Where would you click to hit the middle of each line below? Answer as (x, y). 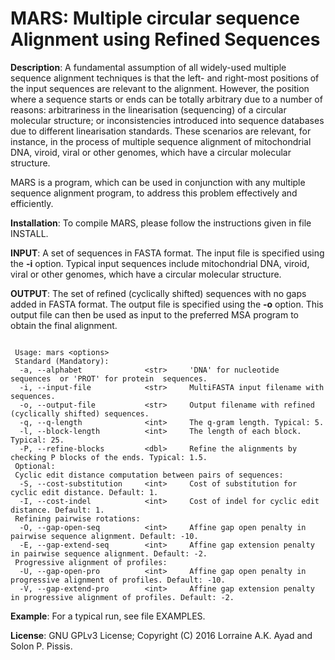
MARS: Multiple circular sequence (155, 18)
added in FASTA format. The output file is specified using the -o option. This (167, 304)
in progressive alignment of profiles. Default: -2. (122, 597)
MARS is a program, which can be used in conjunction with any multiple (158, 182)
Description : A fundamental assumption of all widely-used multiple (148, 67)
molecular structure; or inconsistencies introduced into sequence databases (167, 120)
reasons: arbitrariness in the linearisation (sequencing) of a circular (148, 109)
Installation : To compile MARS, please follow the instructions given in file (161, 223)
